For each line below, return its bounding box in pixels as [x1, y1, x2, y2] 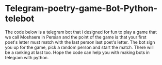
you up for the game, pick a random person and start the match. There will [5, 44, 154, 50]
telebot [5, 13, 35, 24]
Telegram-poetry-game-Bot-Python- [5, 3, 158, 14]
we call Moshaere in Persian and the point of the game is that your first [5, 34, 146, 40]
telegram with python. [5, 54, 49, 60]
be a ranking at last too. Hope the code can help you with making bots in [5, 49, 150, 55]
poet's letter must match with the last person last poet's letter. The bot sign [5, 39, 155, 45]
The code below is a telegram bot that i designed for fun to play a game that [5, 29, 157, 35]
